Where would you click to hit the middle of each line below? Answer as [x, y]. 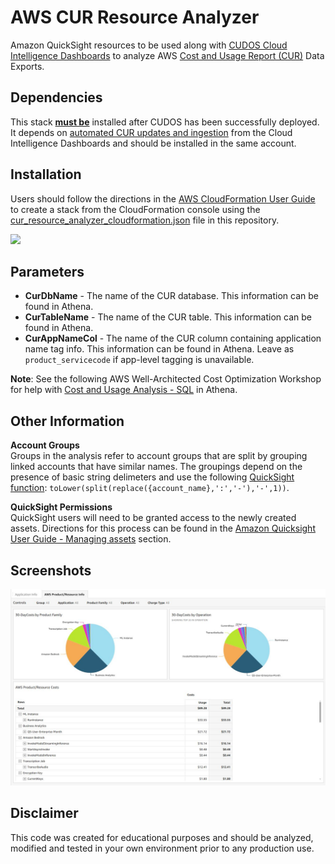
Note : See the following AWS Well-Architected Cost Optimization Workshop [166, 379]
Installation [46, 174]
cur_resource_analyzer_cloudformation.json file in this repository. [145, 220]
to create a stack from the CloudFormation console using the [135, 209]
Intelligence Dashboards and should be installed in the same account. [153, 143]
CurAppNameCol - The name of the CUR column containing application [173, 338]
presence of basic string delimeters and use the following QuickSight [152, 477]
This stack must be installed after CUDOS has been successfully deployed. [165, 122]
